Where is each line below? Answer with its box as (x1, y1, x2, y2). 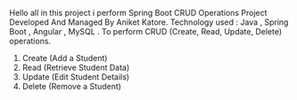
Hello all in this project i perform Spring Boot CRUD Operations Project (9, 8, 268, 18)
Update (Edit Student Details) (21, 72, 130, 82)
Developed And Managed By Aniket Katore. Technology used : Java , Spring (9, 17, 289, 27)
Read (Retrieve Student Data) (21, 62, 130, 73)
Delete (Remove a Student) (21, 81, 122, 91)
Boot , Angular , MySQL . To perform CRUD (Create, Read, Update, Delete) (9, 27, 283, 36)
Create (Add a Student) (21, 53, 108, 63)
